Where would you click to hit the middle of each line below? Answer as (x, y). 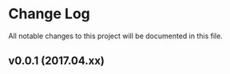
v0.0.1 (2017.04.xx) (57, 61)
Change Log (49, 14)
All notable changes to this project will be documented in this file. (116, 36)
